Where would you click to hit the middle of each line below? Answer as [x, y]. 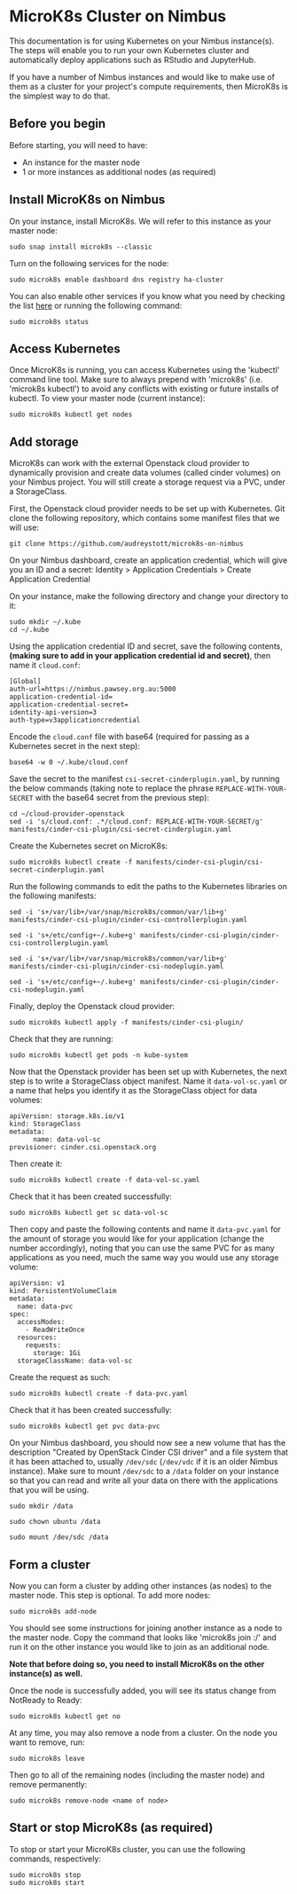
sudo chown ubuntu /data [55, 1522]
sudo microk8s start [47, 1882]
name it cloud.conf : [45, 665]
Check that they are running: [61, 1039]
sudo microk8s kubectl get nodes [71, 414]
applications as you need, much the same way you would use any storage [144, 1258]
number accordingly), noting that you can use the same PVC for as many [142, 1248]
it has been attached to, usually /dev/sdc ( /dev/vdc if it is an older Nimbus [144, 1462]
